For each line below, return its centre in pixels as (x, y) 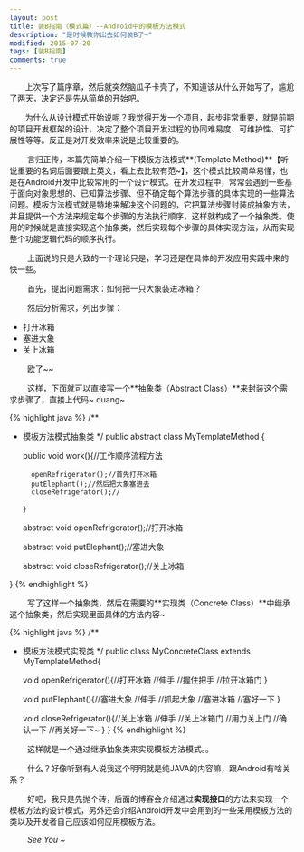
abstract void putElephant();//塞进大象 (93, 547)
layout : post (34, 18)
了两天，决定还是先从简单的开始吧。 (77, 98)
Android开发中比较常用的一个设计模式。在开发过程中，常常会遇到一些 (155, 182)
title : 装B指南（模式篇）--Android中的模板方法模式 (98, 26)
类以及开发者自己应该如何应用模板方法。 (85, 822)
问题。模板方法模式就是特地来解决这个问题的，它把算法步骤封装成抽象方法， (152, 204)
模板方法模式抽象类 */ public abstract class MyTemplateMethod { (143, 436)
